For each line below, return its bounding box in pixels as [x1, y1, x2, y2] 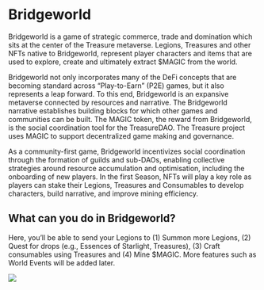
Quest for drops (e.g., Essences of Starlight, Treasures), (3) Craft [8, 241, 220, 250]
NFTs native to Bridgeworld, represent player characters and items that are [8, 48, 252, 58]
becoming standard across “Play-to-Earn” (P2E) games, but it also [8, 81, 224, 90]
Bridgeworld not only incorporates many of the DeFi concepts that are [8, 72, 237, 82]
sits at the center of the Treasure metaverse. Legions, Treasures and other [8, 40, 251, 49]
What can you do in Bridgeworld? [8, 212, 176, 225]
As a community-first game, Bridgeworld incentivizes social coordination [8, 147, 246, 156]
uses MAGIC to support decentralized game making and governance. [8, 131, 235, 140]
